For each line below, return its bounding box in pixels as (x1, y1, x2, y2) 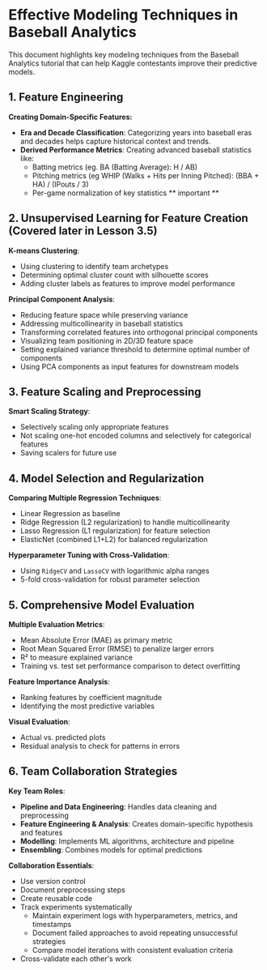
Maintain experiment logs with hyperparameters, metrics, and (32, 910, 238, 921)
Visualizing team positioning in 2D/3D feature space (19, 335, 193, 345)
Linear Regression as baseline (19, 509, 121, 519)
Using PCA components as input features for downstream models (19, 361, 239, 371)
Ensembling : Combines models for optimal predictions (19, 844, 203, 854)
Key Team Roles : (8, 786, 66, 796)
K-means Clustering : (8, 246, 79, 255)
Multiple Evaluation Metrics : (8, 620, 105, 629)
